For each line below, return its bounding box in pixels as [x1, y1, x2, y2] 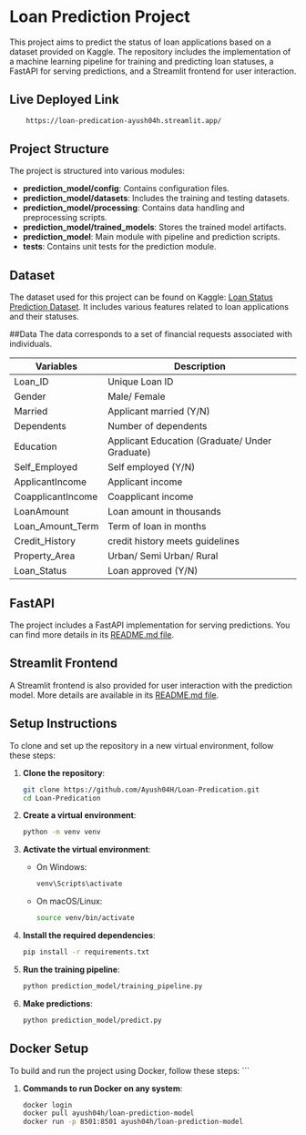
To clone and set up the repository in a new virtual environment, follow [9, 740, 274, 751]
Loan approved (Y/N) [107, 565, 199, 578]
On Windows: [36, 862, 87, 873]
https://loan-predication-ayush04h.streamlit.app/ [25, 116, 222, 125]
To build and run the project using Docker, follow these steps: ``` [9, 1065, 250, 1076]
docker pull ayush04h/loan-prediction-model [22, 1109, 195, 1118]
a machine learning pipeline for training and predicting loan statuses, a [9, 56, 274, 66]
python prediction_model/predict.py [22, 1016, 162, 1025]
